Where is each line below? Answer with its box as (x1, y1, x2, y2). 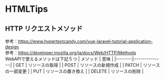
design (5, 44, 19, 50)
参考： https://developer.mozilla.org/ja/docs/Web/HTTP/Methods (5, 50, 136, 55)
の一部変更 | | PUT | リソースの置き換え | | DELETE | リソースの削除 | (5, 68, 144, 74)
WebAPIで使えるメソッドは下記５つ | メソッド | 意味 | (5, 56, 113, 62)
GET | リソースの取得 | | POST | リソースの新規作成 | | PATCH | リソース (15, 62, 160, 68)
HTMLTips (5, 3, 48, 15)
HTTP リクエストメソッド (5, 24, 83, 33)
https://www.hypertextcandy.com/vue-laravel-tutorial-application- (18, 39, 153, 44)
